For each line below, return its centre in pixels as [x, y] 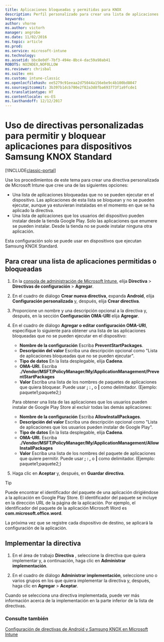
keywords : [15, 19]
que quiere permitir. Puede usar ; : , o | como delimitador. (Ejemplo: [87, 459]
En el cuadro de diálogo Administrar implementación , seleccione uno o [85, 575]
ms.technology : [21, 55]
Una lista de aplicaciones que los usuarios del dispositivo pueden [78, 216]
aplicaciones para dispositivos [69, 146]
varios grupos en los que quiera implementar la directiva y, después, [81, 581]
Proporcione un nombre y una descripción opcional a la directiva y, [80, 310]
